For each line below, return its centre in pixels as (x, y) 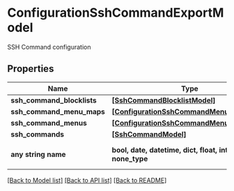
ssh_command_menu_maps (58, 112)
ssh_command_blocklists (54, 100)
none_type (130, 158)
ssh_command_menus (49, 123)
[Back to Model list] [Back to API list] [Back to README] (87, 180)
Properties (31, 69)
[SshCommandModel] (149, 134)
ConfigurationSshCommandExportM (116, 13)
